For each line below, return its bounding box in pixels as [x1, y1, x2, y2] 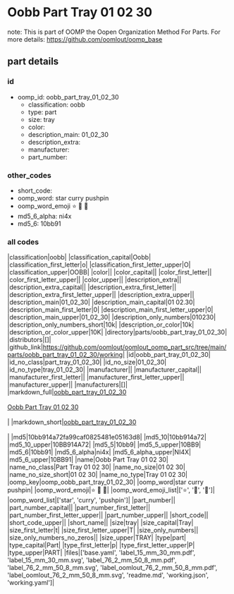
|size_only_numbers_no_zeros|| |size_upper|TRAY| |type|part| [7, 533, 187, 542]
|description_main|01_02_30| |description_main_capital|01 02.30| [7, 298, 195, 307]
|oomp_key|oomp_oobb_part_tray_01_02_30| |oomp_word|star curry [7, 478, 204, 487]
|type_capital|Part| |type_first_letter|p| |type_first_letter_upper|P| [7, 541, 195, 550]
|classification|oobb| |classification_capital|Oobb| [7, 253, 152, 262]
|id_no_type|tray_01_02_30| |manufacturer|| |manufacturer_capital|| [7, 365, 202, 374]
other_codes [7, 170, 51, 180]
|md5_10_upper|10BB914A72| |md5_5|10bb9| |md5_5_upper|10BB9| [7, 440, 202, 449]
